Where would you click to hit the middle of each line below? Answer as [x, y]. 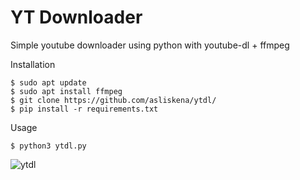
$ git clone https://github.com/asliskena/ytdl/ [113, 100]
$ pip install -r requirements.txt [84, 109]
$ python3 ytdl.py [48, 146]
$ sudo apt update [48, 82]
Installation [33, 64]
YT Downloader [76, 17]
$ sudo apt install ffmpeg [66, 91]
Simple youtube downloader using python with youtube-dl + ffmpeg [150, 45]
